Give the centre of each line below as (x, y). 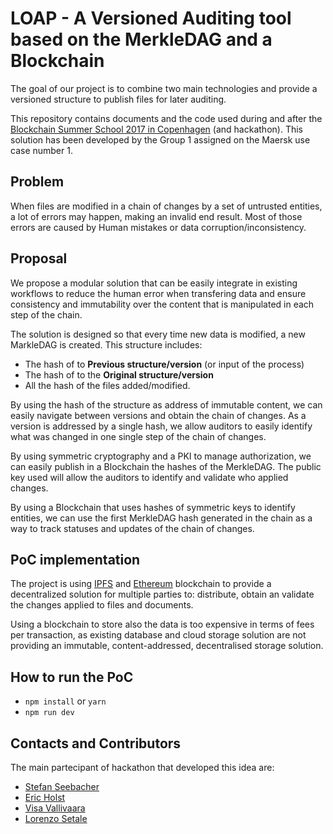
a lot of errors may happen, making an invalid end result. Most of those (156, 216)
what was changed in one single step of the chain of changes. (138, 436)
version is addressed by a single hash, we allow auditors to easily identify (161, 426)
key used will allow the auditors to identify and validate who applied (149, 477)
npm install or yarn (65, 701)
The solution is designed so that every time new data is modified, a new (158, 334)
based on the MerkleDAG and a (141, 39)
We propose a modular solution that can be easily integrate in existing (154, 283)
